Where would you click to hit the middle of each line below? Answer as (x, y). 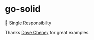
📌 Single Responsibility (28, 23)
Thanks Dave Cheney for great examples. (47, 32)
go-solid (23, 9)
